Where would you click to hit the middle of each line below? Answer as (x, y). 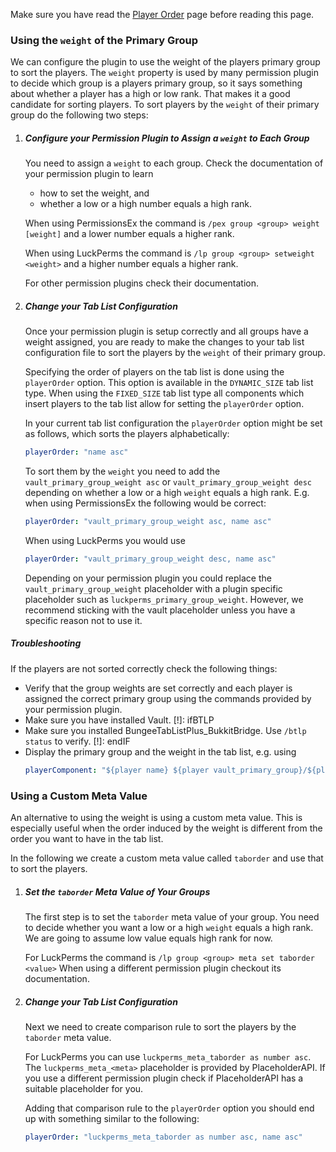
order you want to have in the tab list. (87, 838)
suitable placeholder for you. (84, 1088)
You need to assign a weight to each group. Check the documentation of (174, 163)
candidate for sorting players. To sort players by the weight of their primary (165, 105)
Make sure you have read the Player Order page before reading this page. (162, 14)
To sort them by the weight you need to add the (122, 471)
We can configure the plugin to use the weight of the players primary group (165, 62)
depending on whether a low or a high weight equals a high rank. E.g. (167, 493)
